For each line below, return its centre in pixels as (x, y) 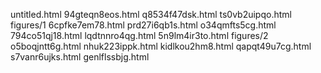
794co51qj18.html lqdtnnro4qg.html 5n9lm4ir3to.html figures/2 (139, 35)
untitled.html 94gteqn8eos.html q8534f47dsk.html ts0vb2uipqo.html (151, 14)
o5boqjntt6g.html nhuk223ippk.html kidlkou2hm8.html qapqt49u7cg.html (161, 46)
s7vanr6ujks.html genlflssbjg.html (80, 57)
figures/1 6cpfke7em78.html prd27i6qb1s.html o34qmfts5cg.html (143, 25)
